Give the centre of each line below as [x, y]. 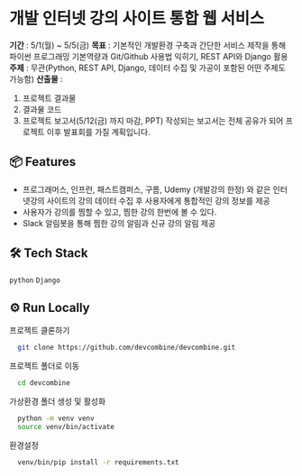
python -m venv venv [56, 419]
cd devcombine [44, 383]
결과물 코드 [42, 109]
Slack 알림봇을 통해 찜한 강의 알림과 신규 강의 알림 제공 [119, 223]
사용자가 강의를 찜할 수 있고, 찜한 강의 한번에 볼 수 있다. [119, 212]
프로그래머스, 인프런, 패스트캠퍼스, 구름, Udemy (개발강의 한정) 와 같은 [146, 189]
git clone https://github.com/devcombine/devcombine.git [127, 348]
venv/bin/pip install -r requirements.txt [98, 462]
